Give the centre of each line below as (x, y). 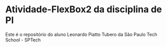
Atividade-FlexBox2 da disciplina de (84, 9)
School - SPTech (23, 40)
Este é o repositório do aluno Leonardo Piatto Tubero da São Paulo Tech (81, 34)
